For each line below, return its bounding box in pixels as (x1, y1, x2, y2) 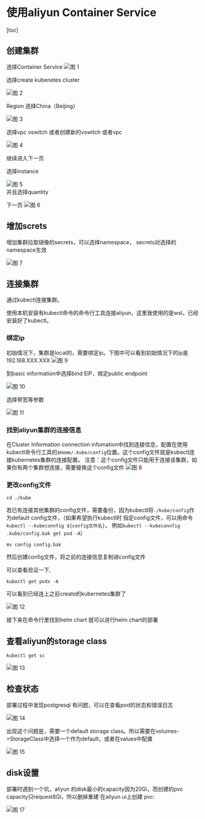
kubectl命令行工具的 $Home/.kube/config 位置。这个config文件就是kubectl (6, 448, 190, 456)
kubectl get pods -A (6, 578, 59, 585)
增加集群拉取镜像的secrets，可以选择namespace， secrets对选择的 (6, 238, 176, 246)
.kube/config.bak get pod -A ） (6, 529, 86, 537)
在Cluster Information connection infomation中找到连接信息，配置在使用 (6, 440, 188, 448)
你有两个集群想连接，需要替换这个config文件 (11, 464, 124, 471)
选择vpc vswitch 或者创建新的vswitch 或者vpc (6, 128, 122, 136)
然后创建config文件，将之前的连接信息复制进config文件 (6, 553, 146, 561)
